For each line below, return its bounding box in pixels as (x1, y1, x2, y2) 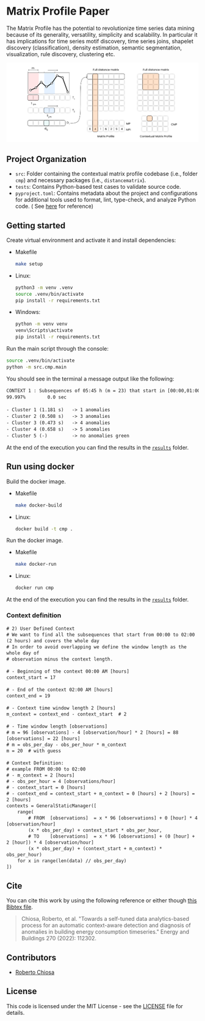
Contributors (6, 952, 57, 963)
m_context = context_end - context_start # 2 (6, 711, 127, 717)
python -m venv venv (15, 321, 68, 328)
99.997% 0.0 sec (6, 394, 67, 400)
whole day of (6, 650, 40, 656)
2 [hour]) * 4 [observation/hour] (6, 840, 95, 846)
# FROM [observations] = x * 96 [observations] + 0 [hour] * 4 (28, 815, 198, 821)
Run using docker (6, 461, 74, 472)
